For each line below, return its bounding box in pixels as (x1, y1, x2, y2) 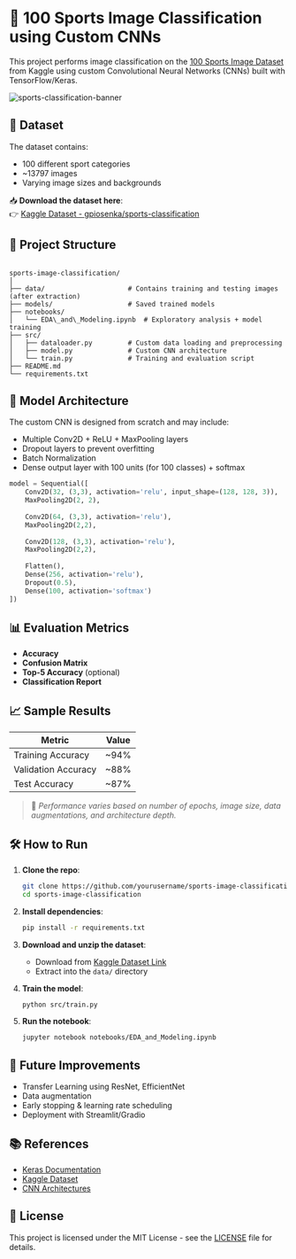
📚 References (9, 1136, 89, 1151)
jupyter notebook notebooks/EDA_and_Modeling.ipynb (21, 1033, 216, 1042)
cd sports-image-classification (21, 890, 141, 898)
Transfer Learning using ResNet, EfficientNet (21, 1081, 186, 1092)
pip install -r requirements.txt (21, 923, 146, 932)
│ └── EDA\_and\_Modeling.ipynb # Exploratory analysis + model (9, 315, 263, 324)
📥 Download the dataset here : (9, 195, 124, 206)
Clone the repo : (21, 864, 80, 875)
